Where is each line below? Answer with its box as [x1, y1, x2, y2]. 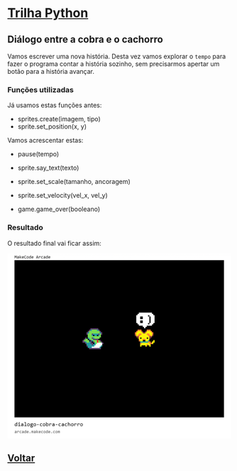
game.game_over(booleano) [17, 205, 101, 214]
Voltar [7, 453, 35, 465]
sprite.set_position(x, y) [17, 122, 87, 131]
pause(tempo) [17, 150, 60, 158]
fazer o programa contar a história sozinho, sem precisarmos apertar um [7, 60, 220, 68]
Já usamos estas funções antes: [7, 101, 102, 109]
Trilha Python [7, 5, 89, 21]
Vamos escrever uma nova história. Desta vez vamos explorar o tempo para [7, 52, 226, 60]
